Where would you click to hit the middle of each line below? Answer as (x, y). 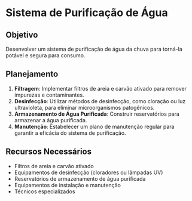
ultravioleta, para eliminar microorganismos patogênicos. (84, 107)
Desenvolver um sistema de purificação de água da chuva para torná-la (94, 49)
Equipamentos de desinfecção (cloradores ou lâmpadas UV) (89, 172)
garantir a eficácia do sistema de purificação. (70, 133)
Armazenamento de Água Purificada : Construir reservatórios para (97, 114)
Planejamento (32, 74)
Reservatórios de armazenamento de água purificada (80, 178)
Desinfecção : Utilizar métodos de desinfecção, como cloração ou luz (100, 101)
